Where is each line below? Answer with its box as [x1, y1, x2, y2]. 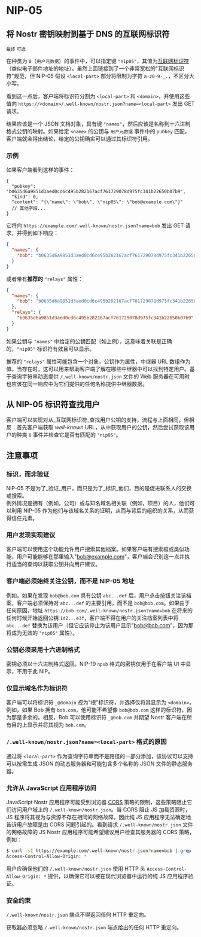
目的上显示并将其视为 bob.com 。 [11, 721, 90, 728]
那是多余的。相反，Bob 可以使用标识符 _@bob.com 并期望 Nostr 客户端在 [11, 714, 187, 721]
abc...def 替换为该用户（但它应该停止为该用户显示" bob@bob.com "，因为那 [6, 621, 194, 628]
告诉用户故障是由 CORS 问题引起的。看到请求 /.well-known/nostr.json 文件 [6, 820, 193, 828]
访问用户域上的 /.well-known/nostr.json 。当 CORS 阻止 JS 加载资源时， [11, 805, 191, 813]
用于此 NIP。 [22, 668, 54, 675]
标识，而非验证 [6, 470, 50, 478]
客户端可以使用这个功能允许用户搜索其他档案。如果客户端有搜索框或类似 [6, 545, 184, 553]
